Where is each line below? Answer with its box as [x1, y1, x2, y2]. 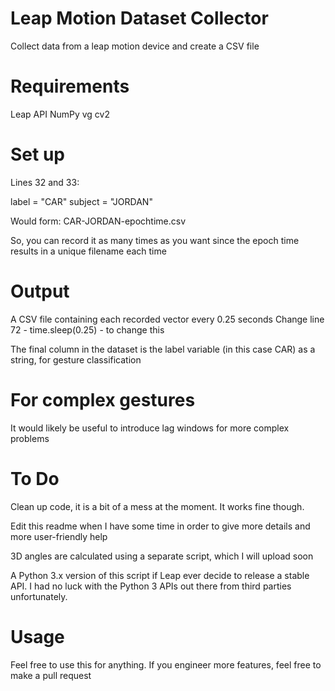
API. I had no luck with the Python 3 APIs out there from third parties [10, 580, 292, 592]
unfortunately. [10, 590, 68, 602]
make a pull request [10, 669, 92, 681]
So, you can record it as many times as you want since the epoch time [10, 234, 300, 246]
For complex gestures [10, 388, 196, 411]
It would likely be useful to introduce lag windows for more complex [10, 422, 290, 434]
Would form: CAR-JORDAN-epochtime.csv [10, 215, 187, 227]
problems [10, 432, 50, 444]
